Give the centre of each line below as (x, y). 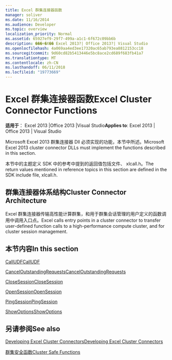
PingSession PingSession (32, 301)
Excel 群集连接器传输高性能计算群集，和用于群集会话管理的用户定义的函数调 (86, 213)
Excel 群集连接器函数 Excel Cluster (79, 100)
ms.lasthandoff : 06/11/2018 (35, 67)
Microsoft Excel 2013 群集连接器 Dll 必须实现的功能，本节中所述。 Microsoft (85, 141)
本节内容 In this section (42, 249)
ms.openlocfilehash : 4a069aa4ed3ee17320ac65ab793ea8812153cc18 (74, 48)
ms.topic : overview (26, 29)
